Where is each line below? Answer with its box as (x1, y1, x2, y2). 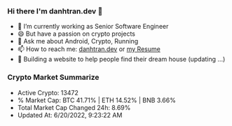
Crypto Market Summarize (7, 73, 100, 83)
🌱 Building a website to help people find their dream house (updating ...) (17, 55, 226, 64)
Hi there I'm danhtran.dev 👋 (7, 6, 103, 16)
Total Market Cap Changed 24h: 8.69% (17, 103, 131, 111)
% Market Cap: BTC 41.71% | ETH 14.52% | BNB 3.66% (17, 96, 177, 104)
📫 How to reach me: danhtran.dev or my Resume (17, 45, 161, 53)
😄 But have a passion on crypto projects (17, 29, 135, 38)
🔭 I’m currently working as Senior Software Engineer (17, 22, 169, 31)
